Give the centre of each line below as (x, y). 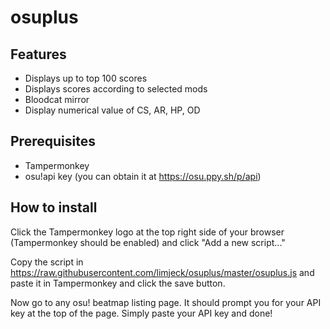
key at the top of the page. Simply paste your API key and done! (141, 313)
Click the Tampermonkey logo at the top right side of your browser (147, 232)
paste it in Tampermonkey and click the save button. (118, 283)
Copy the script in (47, 262)
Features (38, 54)
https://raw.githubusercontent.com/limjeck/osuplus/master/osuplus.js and (162, 272)
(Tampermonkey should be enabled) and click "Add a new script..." (148, 242)
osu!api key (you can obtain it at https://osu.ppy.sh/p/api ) (143, 176)
